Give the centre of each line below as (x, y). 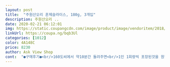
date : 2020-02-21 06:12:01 (34, 24)
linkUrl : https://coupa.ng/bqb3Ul (42, 33)
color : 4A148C (20, 43)
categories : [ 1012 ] (26, 38)
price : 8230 (18, 47)
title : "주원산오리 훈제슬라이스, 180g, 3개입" (51, 15)
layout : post (19, 10)
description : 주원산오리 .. (32, 19)
